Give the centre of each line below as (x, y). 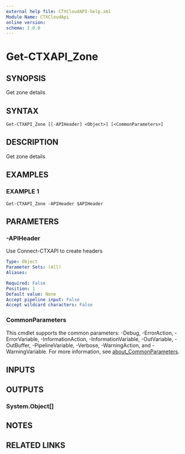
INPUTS (20, 370)
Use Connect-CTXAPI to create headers (54, 251)
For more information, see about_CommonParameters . (114, 351)
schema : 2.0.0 (23, 28)
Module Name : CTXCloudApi (37, 17)
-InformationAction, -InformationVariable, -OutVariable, (107, 339)
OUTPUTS (25, 390)
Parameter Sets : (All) (34, 267)
